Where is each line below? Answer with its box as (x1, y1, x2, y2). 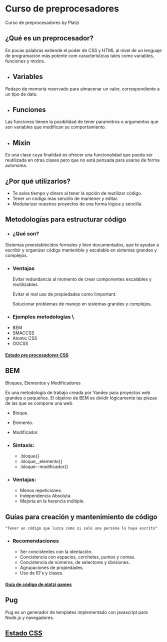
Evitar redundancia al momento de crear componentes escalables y (12, 276, 152, 282)
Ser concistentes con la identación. (19, 548, 92, 555)
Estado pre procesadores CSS (5, 352, 69, 358)
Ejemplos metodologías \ (12, 313, 74, 320)
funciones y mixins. (5, 58, 45, 64)
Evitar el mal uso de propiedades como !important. (12, 291, 116, 297)
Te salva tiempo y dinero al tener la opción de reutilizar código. (12, 190, 142, 196)
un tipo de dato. (5, 91, 38, 97)
